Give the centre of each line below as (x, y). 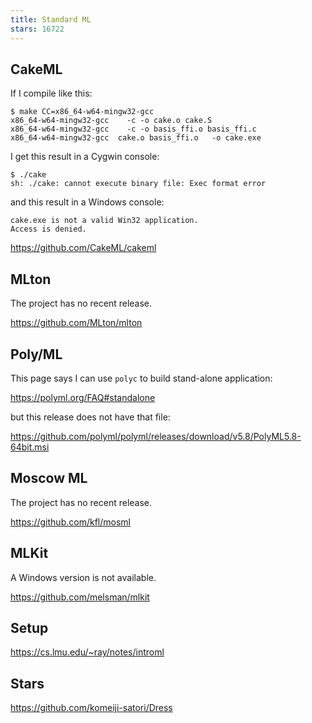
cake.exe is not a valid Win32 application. (104, 221)
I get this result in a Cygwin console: (85, 157)
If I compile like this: (51, 93)
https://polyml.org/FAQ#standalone (83, 397)
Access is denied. (48, 229)
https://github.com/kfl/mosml (70, 522)
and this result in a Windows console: (87, 202)
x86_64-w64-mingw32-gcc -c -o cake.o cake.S (111, 121)
